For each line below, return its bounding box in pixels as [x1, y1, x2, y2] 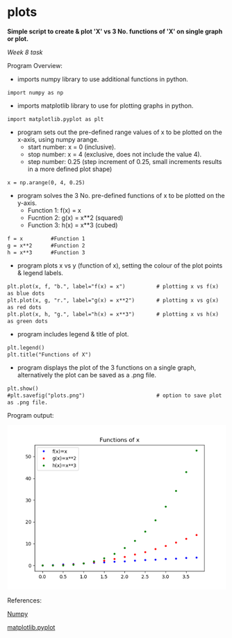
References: [7, 596, 42, 605]
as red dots [7, 304, 42, 311]
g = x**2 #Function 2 [7, 242, 85, 249]
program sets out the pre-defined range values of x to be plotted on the [17, 128, 222, 136]
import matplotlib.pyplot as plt [7, 115, 104, 122]
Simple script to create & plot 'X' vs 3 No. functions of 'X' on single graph [7, 27, 223, 35]
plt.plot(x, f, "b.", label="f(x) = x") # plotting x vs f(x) [7, 283, 219, 290]
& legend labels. [17, 268, 64, 277]
